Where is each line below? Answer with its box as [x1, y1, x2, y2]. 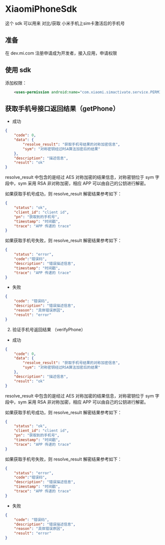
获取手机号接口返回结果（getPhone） [5, 104, 119, 113]
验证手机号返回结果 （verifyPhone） [12, 326, 86, 332]
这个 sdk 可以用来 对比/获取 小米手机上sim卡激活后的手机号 [5, 20, 125, 26]
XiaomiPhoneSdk [5, 3, 77, 15]
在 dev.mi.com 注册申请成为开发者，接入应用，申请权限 [5, 50, 117, 56]
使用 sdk [5, 66, 31, 74]
